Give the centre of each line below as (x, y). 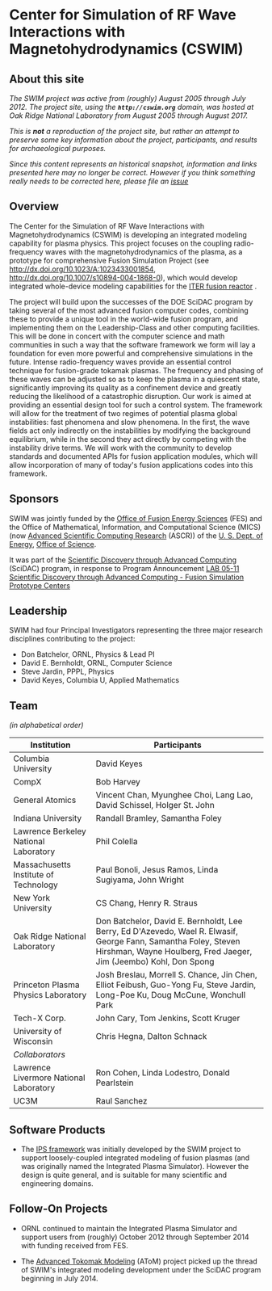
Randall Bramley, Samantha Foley (159, 818)
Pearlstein (115, 1083)
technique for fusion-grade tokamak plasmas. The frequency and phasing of (136, 370)
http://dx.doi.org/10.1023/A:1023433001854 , (82, 269)
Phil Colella (117, 842)
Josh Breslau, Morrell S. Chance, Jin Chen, (176, 975)
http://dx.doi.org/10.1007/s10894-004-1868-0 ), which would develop (123, 277)
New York (32, 898)
